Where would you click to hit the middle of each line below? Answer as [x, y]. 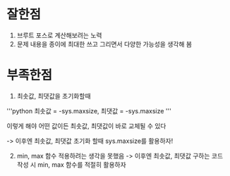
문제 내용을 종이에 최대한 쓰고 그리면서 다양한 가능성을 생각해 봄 [104, 44]
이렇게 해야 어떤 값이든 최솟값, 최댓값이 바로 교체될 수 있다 [86, 126]
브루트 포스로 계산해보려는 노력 [59, 35]
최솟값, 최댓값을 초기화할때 [54, 96]
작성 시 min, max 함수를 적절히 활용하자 [71, 164]
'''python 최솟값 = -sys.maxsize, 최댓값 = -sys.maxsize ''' [89, 111]
